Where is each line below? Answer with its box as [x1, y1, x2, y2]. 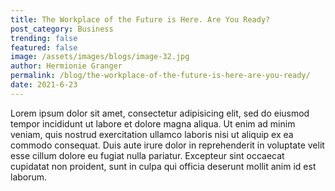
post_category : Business [10, 24, 114, 34]
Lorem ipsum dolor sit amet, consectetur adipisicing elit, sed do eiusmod [10, 107, 310, 119]
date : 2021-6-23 [10, 80, 78, 90]
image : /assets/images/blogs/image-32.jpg [10, 52, 190, 62]
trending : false [10, 33, 78, 43]
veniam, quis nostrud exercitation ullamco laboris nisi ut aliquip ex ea [10, 128, 294, 140]
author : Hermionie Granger [10, 61, 123, 71]
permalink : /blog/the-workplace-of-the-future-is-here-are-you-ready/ [10, 71, 311, 81]
